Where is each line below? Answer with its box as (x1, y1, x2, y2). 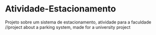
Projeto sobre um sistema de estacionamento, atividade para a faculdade (5, 19, 152, 25)
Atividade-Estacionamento (5, 3, 116, 14)
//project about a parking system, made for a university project (5, 24, 131, 30)
